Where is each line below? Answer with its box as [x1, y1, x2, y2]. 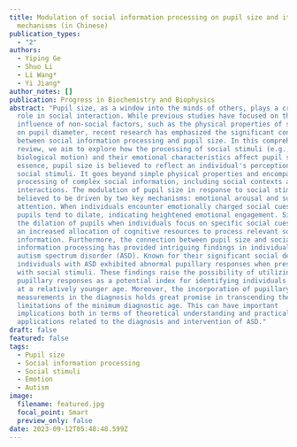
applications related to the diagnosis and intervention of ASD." [17, 318, 267, 327]
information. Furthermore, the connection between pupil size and [17, 235, 267, 244]
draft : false [9, 326, 57, 335]
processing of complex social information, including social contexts [17, 178, 283, 187]
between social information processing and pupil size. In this [17, 136, 259, 145]
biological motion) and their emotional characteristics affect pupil [17, 152, 283, 162]
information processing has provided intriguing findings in [17, 243, 247, 252]
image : [9, 391, 34, 401]
